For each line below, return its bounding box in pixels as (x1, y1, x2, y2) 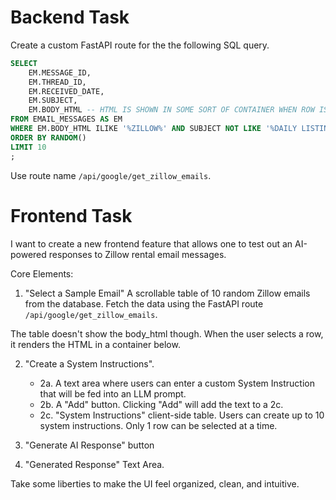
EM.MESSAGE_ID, (28, 67, 92, 78)
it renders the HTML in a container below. (10, 338, 181, 350)
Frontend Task (10, 204, 133, 227)
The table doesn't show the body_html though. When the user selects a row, (10, 327, 324, 340)
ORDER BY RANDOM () (10, 132, 87, 143)
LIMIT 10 (10, 142, 47, 152)
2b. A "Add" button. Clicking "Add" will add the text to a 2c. (39, 398, 284, 410)
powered (10, 248, 47, 260)
